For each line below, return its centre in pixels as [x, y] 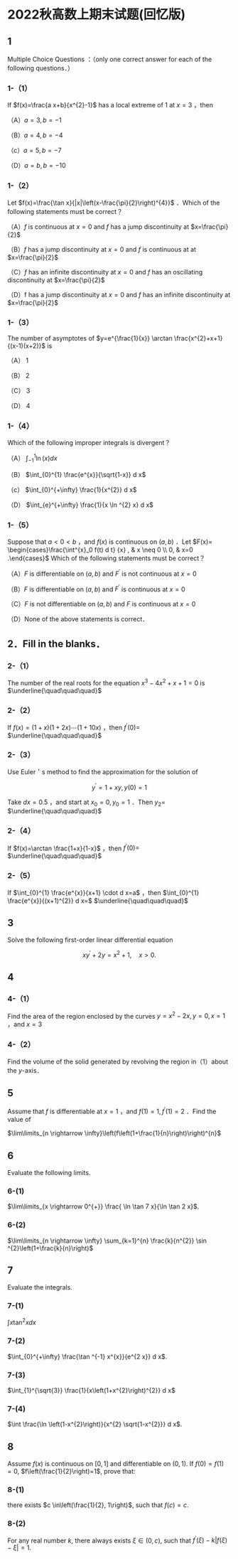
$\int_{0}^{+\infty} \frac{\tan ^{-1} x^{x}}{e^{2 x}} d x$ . [87, 1356]
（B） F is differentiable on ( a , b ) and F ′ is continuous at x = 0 [97, 589]
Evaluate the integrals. [40, 1287]
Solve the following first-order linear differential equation [90, 940]
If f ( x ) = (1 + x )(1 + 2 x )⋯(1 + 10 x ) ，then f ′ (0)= [74, 727]
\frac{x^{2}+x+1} [198, 338]
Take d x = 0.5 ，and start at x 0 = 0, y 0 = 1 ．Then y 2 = [86, 803]
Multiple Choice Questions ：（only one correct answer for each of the [110, 59]
